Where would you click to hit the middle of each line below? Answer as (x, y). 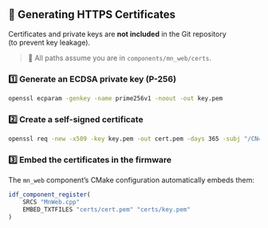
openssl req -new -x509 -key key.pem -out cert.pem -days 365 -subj (124, 139)
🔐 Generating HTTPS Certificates (92, 15)
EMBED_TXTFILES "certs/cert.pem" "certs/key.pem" (107, 210)
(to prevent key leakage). (49, 42)
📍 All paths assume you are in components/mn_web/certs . (119, 57)
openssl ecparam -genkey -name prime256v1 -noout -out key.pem (116, 99)
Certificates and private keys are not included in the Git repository (118, 33)
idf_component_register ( (49, 195)
